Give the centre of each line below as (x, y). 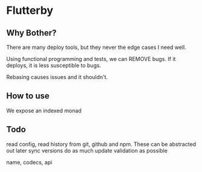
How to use (28, 96)
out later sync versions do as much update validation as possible (87, 150)
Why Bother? (31, 33)
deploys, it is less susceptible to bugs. (54, 65)
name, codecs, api (29, 162)
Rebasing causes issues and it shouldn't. (57, 77)
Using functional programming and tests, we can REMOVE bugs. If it (91, 59)
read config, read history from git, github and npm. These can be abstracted (101, 144)
